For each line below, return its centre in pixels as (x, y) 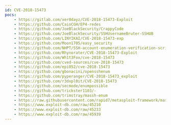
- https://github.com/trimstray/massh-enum (61, 95)
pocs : (10, 15)
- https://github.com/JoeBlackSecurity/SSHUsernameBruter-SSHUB (84, 34)
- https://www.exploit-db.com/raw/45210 (57, 105)
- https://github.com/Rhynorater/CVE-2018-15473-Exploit (76, 53)
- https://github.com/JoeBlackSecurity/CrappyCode (69, 29)
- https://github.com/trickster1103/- (55, 91)
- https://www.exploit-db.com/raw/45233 (57, 110)
